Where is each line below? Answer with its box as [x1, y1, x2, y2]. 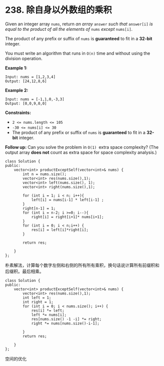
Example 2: [5, 87, 28, 93]
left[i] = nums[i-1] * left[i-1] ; [31, 197, 104, 202]
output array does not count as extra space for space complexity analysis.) [5, 149, 157, 155]
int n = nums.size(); [23, 172, 67, 177]
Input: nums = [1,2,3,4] [5, 74, 56, 79]
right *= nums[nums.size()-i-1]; [31, 321, 99, 326]
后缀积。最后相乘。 [5, 268, 44, 274]
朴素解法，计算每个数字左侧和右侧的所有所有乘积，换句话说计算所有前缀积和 [5, 262, 160, 268]
